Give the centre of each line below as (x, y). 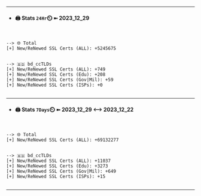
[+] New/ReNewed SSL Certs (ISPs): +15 (56, 177)
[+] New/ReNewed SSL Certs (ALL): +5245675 (61, 48)
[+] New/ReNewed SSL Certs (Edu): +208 (56, 75)
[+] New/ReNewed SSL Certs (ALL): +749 (56, 69)
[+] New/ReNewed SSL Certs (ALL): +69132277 (63, 140)
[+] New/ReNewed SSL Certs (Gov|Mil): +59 (60, 80)
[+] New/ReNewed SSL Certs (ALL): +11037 (59, 161)
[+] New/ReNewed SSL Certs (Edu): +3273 (57, 166)
